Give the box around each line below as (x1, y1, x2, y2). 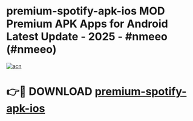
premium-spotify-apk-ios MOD (6, 4, 165, 18)
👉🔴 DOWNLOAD (6, 85, 93, 99)
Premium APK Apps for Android (6, 17, 168, 31)
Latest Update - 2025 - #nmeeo (6, 30, 168, 43)
